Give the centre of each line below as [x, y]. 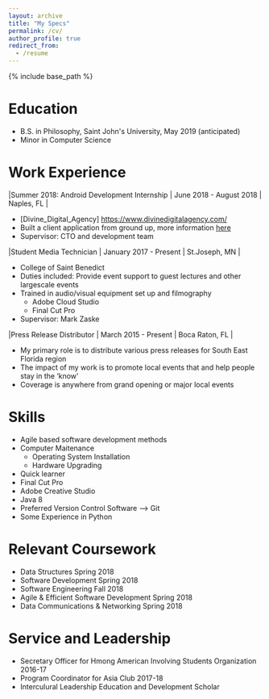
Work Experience [67, 172]
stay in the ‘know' [49, 375]
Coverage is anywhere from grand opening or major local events [127, 384]
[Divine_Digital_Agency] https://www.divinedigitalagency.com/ [124, 219]
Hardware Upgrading [67, 465]
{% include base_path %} [51, 76]
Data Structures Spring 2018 [67, 571]
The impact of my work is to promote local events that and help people [137, 367]
